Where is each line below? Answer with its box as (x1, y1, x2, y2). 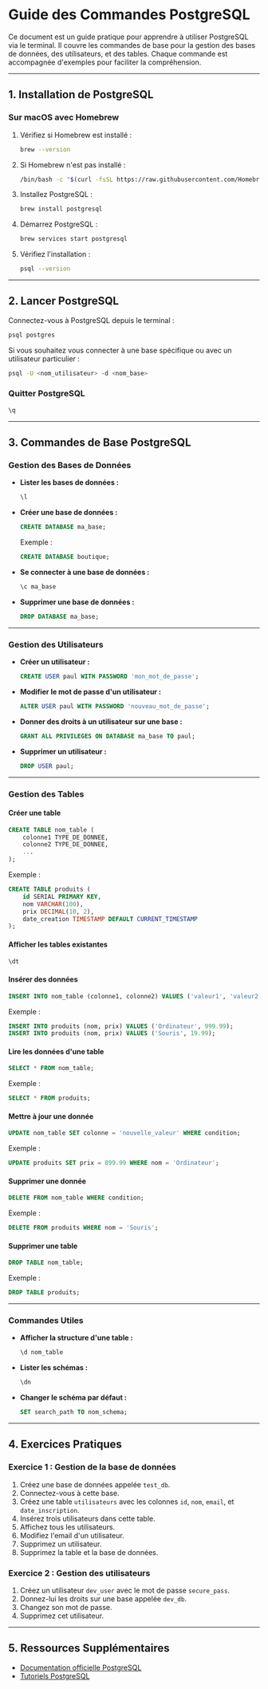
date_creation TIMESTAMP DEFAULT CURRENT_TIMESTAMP (22, 915, 198, 923)
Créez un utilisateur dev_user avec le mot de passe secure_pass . (19, 1585, 230, 1595)
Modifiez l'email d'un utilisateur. (19, 1530, 125, 1540)
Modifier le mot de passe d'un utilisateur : (19, 687, 162, 696)
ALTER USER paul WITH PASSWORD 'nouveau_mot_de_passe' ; (19, 702, 210, 711)
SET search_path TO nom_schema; (19, 1408, 128, 1416)
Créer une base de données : (19, 508, 118, 518)
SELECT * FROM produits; (8, 1094, 91, 1102)
